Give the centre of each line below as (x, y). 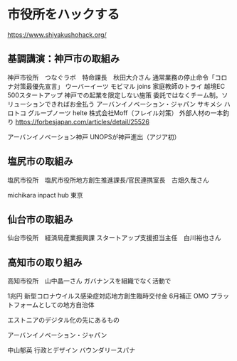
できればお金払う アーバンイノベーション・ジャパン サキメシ (133, 104)
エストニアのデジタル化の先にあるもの (63, 320)
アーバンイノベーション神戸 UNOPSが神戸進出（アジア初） (94, 136)
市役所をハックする (64, 15)
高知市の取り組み (45, 263)
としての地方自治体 (66, 305)
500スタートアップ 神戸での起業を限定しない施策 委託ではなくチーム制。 (115, 95)
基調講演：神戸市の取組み (63, 59)
